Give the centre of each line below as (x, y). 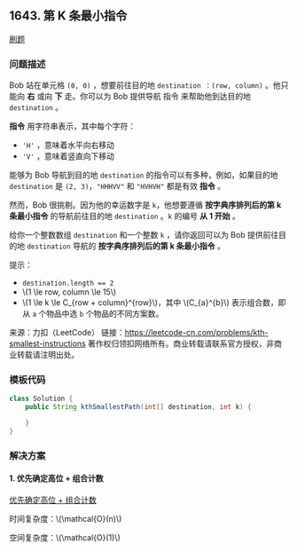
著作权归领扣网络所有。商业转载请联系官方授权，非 (181, 343)
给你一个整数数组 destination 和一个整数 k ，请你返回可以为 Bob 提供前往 (144, 235)
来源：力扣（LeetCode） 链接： (67, 333)
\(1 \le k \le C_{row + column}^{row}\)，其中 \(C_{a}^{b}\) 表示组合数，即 (154, 303)
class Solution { (41, 399)
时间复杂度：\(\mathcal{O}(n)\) (66, 519)
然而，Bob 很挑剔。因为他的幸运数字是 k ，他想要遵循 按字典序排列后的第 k (145, 205)
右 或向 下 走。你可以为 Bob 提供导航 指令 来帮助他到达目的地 (138, 97)
